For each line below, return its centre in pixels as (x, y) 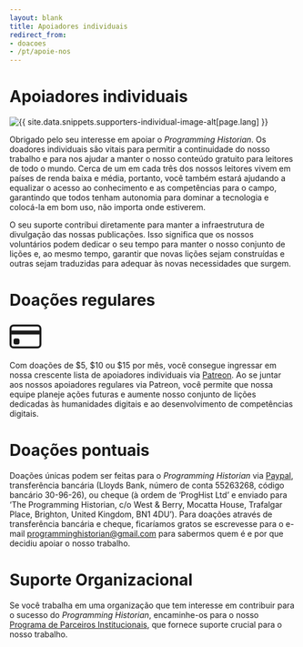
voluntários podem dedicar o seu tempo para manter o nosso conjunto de (147, 244)
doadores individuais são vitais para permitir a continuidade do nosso (140, 149)
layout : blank (36, 18)
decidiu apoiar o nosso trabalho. (70, 543)
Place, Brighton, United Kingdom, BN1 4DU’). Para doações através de (141, 514)
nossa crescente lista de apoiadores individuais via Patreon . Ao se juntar (146, 375)
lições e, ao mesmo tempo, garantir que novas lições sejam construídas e (147, 254)
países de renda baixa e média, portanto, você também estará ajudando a (148, 178)
